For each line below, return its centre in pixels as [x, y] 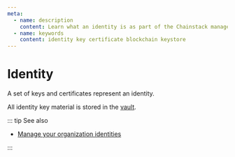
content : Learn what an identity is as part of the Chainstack [114, 27]
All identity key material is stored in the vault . [72, 107]
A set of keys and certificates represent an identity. [81, 94]
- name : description [43, 20]
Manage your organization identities [69, 134]
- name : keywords [39, 33]
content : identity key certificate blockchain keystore [103, 40]
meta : [15, 14]
